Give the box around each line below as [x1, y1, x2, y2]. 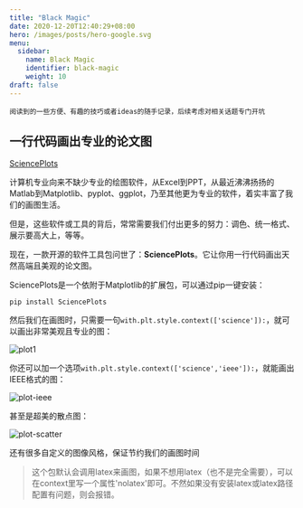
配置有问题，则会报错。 [31, 489, 119, 500]
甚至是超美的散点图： [9, 410, 89, 421]
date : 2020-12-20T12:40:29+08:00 [9, 22, 136, 31]
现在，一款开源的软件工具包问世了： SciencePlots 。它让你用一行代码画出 [9, 249, 282, 260]
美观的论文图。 [40, 260, 97, 271]
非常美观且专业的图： [33, 326, 113, 337]
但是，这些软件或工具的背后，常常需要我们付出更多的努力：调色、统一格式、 [9, 219, 295, 230]
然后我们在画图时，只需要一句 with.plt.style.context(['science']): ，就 [9, 315, 282, 325]
